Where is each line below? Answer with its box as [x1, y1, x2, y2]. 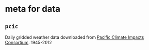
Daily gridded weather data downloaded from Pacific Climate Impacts [5, 34, 144, 40]
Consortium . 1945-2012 [5, 40, 52, 45]
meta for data [5, 3, 61, 15]
